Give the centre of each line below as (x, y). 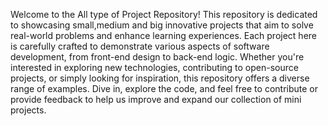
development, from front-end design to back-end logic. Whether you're (157, 57)
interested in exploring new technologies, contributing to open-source (154, 67)
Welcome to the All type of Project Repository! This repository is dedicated (164, 14)
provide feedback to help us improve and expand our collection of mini (156, 99)
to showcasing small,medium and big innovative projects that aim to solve (162, 25)
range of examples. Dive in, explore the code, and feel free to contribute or (164, 88)
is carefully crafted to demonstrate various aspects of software (140, 46)
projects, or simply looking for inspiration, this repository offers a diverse (160, 78)
